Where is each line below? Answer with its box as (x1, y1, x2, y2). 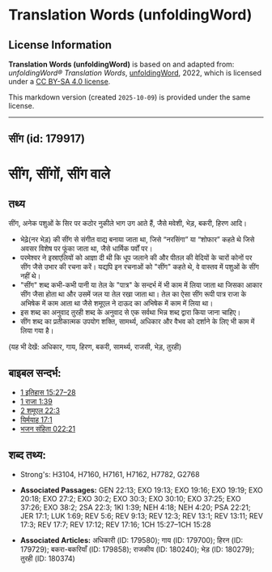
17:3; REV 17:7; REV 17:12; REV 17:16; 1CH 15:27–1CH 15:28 (19, 520, 212, 530)
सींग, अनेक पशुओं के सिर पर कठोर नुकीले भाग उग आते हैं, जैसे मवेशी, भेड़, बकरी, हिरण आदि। (8, 219, 247, 228)
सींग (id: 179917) (8, 132, 86, 146)
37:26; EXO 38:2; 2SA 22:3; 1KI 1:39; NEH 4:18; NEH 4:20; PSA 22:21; (19, 502, 251, 512)
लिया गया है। (19, 326, 54, 335)
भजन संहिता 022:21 (19, 424, 76, 434)
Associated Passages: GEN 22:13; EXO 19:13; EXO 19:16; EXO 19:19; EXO (19, 485, 263, 495)
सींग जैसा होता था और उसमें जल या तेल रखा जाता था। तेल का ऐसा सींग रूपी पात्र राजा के (19, 289, 247, 299)
